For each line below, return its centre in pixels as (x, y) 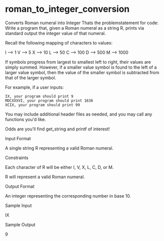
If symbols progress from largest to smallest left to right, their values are (78, 62)
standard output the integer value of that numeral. (55, 33)
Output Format (20, 186)
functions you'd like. (26, 119)
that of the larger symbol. (31, 78)
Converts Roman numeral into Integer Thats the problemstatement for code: (82, 23)
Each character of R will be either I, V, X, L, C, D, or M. (59, 167)
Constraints (17, 158)
